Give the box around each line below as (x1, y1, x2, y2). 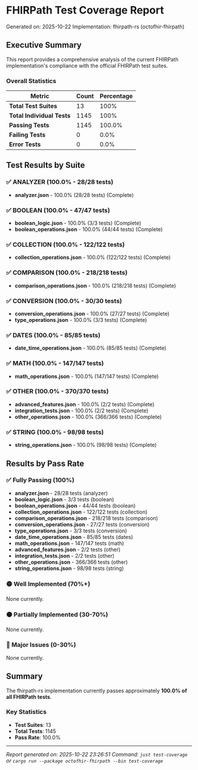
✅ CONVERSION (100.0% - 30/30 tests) (6, 297, 123, 305)
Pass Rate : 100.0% (14, 733, 61, 741)
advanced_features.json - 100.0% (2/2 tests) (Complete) (14, 400, 155, 407)
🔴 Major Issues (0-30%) (6, 641, 77, 649)
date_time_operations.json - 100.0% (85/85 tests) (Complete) (14, 344, 167, 351)
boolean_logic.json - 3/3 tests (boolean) (14, 496, 114, 503)
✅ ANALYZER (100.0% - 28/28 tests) (6, 178, 114, 186)
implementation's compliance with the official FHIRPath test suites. (6, 62, 168, 69)
